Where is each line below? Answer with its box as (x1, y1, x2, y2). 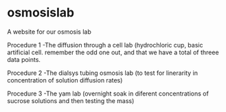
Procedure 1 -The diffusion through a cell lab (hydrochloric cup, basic (7, 41, 203, 49)
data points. (7, 55, 41, 63)
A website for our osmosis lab (7, 27, 91, 36)
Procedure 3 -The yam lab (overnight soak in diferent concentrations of (7, 89, 210, 98)
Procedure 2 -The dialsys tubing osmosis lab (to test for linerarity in (7, 69, 198, 77)
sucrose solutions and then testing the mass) (7, 96, 135, 104)
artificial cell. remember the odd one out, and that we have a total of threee (7, 48, 219, 56)
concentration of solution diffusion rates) (7, 76, 123, 84)
